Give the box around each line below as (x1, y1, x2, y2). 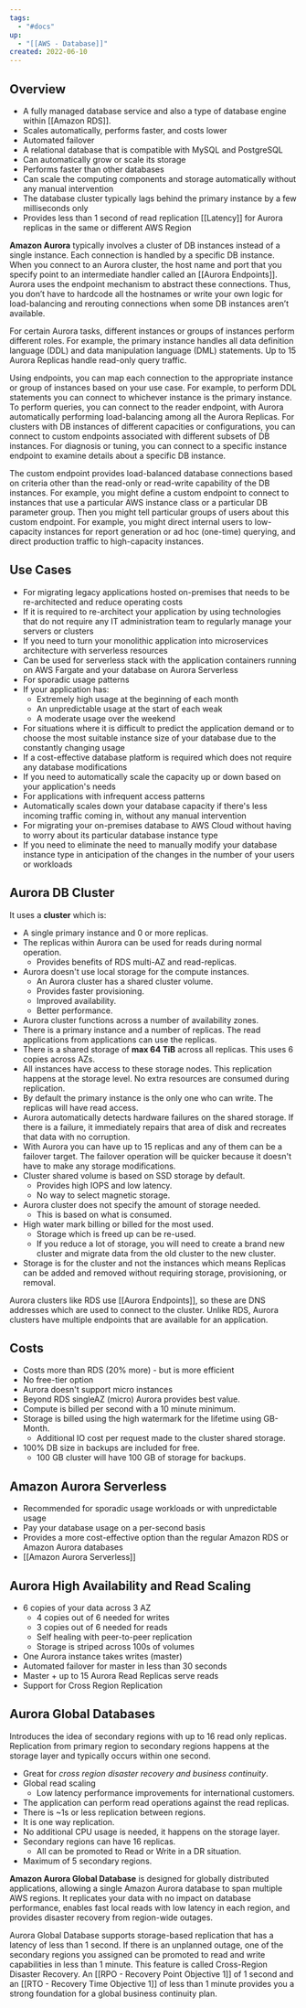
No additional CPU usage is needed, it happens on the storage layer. (22, 1826, 280, 1837)
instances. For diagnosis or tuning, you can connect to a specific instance (9, 440, 288, 451)
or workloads (22, 859, 73, 870)
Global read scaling (22, 1778, 96, 1789)
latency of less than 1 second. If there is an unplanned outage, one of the (9, 1939, 284, 1950)
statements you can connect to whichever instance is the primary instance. (9, 391, 292, 402)
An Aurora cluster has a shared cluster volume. (36, 976, 214, 987)
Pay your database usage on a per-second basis (22, 1522, 206, 1533)
